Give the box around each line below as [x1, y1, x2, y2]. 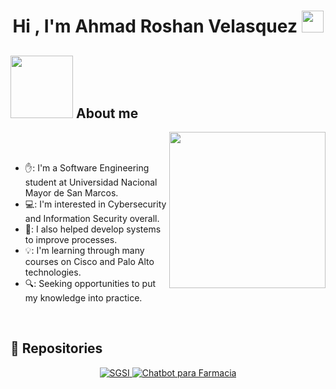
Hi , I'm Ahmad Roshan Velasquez [12, 15, 298, 38]
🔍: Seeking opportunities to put [24, 278, 157, 289]
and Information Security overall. [24, 213, 160, 224]
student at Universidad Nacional [24, 176, 158, 188]
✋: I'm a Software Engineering [24, 162, 150, 174]
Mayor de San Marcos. [24, 187, 119, 199]
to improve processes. [24, 234, 118, 245]
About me [75, 105, 139, 122]
